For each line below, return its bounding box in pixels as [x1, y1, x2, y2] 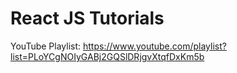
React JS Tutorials [10, 7, 165, 30]
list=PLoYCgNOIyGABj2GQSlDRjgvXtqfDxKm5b [10, 50, 205, 62]
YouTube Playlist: [10, 40, 82, 52]
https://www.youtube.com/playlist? [83, 40, 227, 52]
